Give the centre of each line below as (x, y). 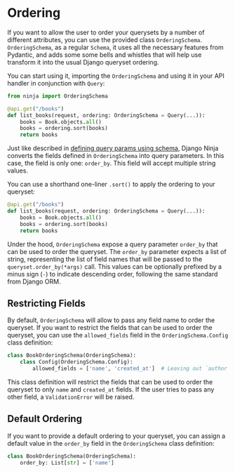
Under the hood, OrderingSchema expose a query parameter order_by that (113, 244)
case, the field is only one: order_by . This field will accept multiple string (112, 164)
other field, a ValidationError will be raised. (71, 397)
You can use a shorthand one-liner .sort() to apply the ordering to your (111, 185)
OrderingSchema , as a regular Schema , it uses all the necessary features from (115, 47)
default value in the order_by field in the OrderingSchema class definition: (111, 443)
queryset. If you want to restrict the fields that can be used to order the (110, 328)
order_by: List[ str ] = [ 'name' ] (67, 462)
